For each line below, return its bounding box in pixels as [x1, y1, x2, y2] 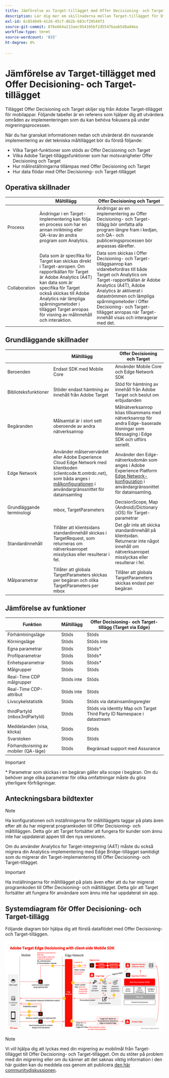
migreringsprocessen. [5, 122, 51, 128]
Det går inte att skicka [115, 522, 160, 528]
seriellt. [115, 442, 131, 448]
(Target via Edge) [113, 624, 150, 630]
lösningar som [115, 426, 145, 432]
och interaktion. [39, 317, 72, 323]
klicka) [7, 728, 22, 734]
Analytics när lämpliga [39, 296, 86, 302]
